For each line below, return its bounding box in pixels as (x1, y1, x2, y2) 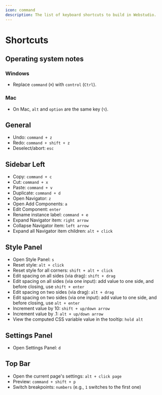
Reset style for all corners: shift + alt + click (12, 267, 113, 274)
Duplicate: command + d (12, 190, 61, 196)
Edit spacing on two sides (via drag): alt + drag (12, 289, 114, 295)
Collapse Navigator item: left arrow (12, 223, 89, 229)
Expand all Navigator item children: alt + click (12, 228, 113, 234)
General (5, 121, 32, 129)
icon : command (5, 7, 36, 13)
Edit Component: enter (12, 206, 61, 212)
